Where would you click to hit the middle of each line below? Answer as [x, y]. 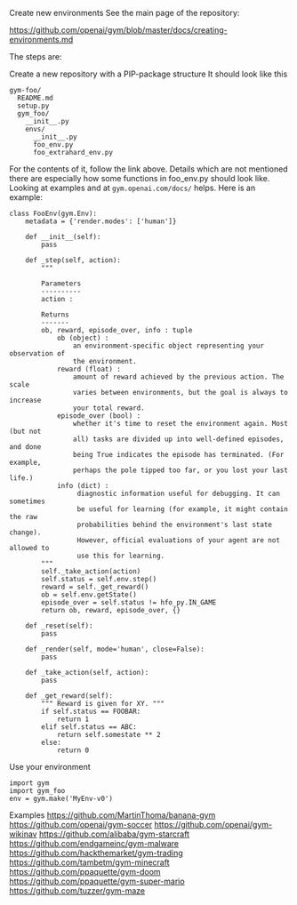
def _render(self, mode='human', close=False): [115, 649]
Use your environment [50, 767]
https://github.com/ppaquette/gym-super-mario [97, 881]
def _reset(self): [59, 626]
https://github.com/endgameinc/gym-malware [94, 843]
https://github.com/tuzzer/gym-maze [77, 891]
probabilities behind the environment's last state [175, 525]
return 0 [73, 750]
